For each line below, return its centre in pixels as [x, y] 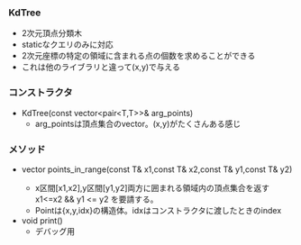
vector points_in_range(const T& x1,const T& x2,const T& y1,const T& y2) [157, 169]
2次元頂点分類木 [52, 33]
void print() [42, 220]
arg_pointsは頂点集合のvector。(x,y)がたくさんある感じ [138, 123]
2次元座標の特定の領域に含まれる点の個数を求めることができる [138, 56]
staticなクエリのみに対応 [67, 45]
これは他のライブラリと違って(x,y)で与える [101, 67]
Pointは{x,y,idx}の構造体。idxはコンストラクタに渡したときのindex [158, 210]
